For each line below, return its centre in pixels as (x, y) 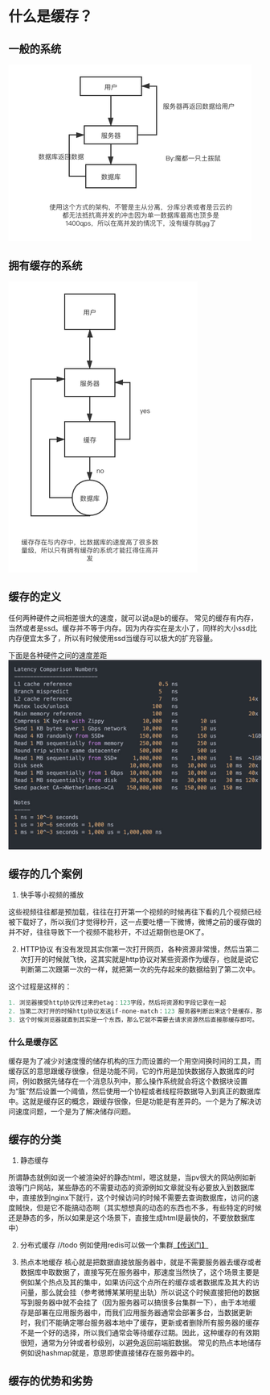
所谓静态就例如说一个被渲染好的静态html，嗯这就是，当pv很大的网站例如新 (132, 1177)
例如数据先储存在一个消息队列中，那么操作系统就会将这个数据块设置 (135, 1081)
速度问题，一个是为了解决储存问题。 (75, 1112)
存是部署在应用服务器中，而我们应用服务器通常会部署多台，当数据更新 (136, 1313)
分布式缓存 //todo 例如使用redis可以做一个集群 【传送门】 (114, 1245)
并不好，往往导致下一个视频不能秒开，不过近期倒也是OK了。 (108, 932)
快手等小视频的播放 (52, 895)
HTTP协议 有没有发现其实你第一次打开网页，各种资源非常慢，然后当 (133, 949)
